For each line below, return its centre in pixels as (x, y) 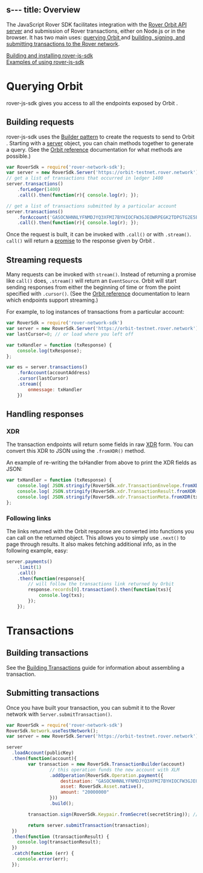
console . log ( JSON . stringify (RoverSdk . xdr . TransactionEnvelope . (100, 486)
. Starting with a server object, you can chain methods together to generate (100, 143)
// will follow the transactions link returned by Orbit (101, 584)
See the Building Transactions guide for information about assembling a (95, 667)
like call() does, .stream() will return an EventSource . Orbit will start (92, 281)
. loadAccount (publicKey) (43, 753)
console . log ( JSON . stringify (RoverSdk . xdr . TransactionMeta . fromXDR (104, 497)
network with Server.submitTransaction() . (59, 714)
